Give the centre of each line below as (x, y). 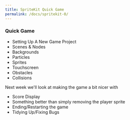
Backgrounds (25, 52)
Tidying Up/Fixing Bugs (36, 112)
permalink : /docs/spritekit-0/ (37, 14)
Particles (21, 57)
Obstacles (22, 72)
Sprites (19, 62)
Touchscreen (25, 67)
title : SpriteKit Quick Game (35, 9)
